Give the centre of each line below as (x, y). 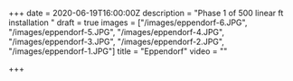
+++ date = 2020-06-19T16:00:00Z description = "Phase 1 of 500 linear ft (146, 13)
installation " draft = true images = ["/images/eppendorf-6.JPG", (128, 22)
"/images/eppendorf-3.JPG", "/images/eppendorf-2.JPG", (117, 41)
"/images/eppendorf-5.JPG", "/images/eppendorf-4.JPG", (117, 32)
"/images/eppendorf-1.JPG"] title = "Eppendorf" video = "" (118, 51)
